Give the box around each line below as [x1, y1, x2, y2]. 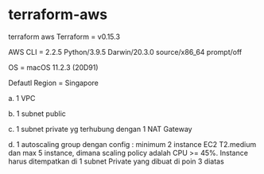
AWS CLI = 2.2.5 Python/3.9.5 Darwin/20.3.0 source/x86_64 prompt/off [8, 47, 243, 56]
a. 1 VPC [8, 93, 36, 102]
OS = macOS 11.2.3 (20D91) [8, 62, 99, 72]
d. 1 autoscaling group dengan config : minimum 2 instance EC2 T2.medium [8, 139, 257, 149]
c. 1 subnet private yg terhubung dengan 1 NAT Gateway [8, 124, 192, 133]
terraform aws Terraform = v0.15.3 [8, 32, 121, 41]
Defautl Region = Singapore [8, 78, 99, 87]
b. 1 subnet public [8, 109, 66, 118]
